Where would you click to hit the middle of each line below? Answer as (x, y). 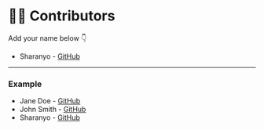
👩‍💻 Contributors (62, 16)
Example (25, 84)
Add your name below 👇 (48, 38)
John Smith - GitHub (53, 110)
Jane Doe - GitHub (50, 101)
